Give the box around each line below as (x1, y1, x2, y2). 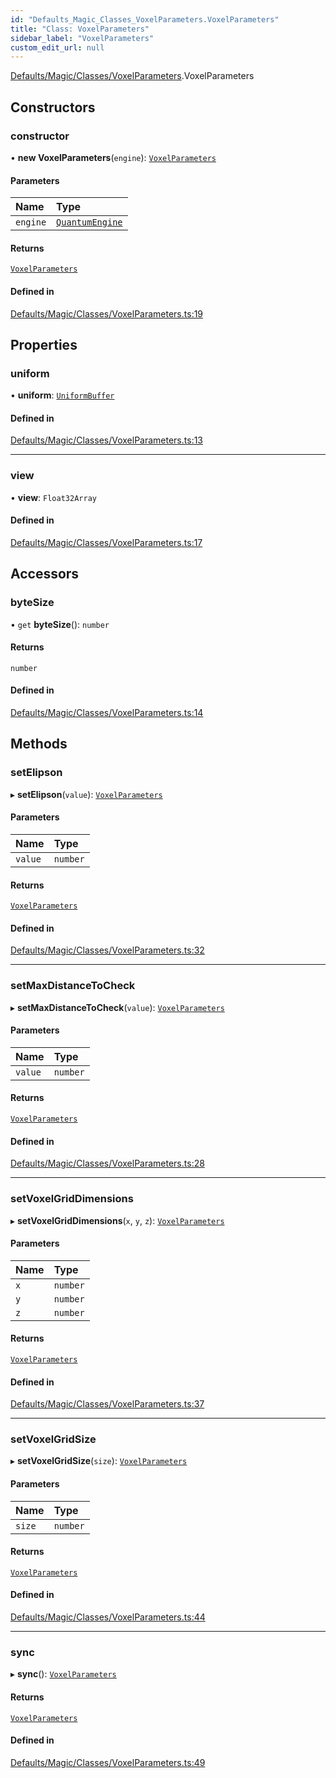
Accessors (10, 566, 80, 583)
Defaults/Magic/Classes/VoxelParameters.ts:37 (10, 1398, 205, 1410)
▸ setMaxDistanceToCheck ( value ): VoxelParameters (10, 1001, 225, 1013)
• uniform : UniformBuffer (10, 389, 115, 401)
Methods (10, 736, 68, 753)
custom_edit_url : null (10, 42, 105, 53)
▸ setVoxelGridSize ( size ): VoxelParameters (10, 1455, 188, 1467)
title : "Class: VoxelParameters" (10, 24, 150, 34)
